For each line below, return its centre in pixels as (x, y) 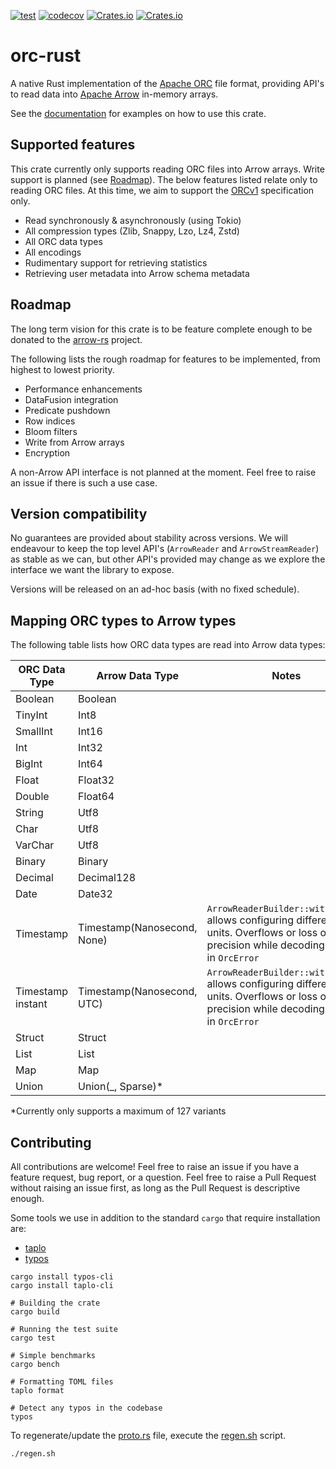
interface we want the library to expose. (92, 570)
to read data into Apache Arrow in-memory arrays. (114, 94)
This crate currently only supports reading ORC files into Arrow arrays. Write (167, 169)
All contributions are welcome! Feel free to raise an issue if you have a (155, 1166)
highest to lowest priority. (62, 369)
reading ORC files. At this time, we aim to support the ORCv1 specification (162, 190)
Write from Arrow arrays (74, 442)
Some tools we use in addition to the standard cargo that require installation (165, 1218)
